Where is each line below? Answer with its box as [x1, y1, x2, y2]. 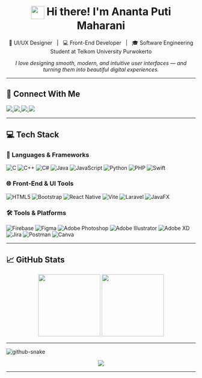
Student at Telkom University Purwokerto [50, 48, 152, 55]
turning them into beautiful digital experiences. [43, 66, 159, 73]
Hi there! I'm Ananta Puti [46, 5, 171, 19]
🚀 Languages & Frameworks [6, 150, 90, 159]
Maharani [76, 19, 126, 33]
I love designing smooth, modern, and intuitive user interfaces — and [15, 59, 187, 66]
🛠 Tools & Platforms [6, 209, 67, 217]
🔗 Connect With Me [6, 89, 81, 99]
